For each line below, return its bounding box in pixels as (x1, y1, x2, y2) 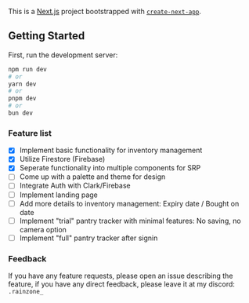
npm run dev (8, 65, 47, 73)
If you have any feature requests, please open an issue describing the (8, 271, 233, 281)
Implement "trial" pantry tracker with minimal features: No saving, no (19, 216, 241, 225)
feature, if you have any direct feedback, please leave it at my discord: (8, 279, 235, 289)
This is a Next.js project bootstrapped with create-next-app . (8, 7, 202, 16)
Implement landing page (19, 190, 98, 199)
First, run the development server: (8, 50, 118, 60)
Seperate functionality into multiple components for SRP (19, 163, 201, 173)
